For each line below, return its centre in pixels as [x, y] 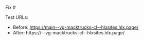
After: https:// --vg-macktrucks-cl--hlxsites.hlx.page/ [69, 33]
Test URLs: [17, 17]
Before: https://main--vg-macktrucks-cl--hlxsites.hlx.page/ [76, 27]
